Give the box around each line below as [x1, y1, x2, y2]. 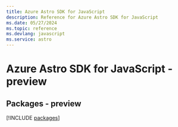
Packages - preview [6, 98, 82, 109]
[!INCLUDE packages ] [6, 114, 60, 121]
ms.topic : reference [6, 25, 58, 32]
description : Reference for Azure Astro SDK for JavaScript [6, 14, 159, 20]
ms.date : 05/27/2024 [6, 20, 58, 26]
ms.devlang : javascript [6, 31, 65, 37]
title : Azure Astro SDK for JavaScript [6, 8, 105, 15]
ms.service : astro [6, 36, 52, 42]
